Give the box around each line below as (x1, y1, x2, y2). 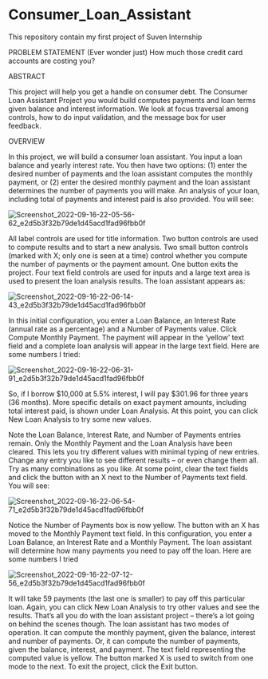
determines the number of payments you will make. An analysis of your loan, (8, 185, 260, 195)
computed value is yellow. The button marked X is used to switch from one (8, 653, 254, 662)
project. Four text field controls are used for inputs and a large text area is (8, 268, 250, 277)
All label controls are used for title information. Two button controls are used (8, 233, 258, 243)
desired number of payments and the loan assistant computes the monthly (8, 169, 254, 178)
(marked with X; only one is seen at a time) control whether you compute (8, 250, 248, 260)
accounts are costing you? (8, 56, 96, 66)
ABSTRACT (8, 71, 46, 81)
